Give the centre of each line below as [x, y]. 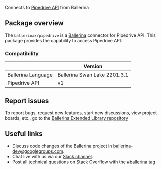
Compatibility [22, 53]
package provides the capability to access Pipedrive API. [64, 40]
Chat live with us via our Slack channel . [53, 156]
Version [93, 66]
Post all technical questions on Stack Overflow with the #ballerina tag [84, 162]
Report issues [27, 101]
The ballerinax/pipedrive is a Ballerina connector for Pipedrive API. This [80, 35]
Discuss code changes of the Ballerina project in [62, 146]
